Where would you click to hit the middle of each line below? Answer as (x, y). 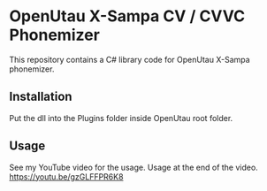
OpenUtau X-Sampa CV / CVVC (127, 16)
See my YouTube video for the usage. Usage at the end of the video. (133, 167)
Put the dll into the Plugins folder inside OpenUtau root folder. (121, 118)
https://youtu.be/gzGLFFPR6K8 (66, 176)
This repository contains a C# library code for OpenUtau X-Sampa (130, 59)
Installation (41, 97)
